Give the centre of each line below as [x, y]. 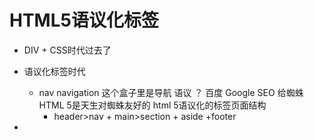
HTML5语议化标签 [84, 20]
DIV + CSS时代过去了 [67, 50]
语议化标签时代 [54, 71]
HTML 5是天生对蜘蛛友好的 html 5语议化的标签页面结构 [152, 105]
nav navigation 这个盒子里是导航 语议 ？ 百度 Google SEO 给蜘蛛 [171, 92]
